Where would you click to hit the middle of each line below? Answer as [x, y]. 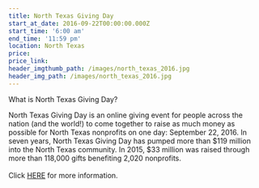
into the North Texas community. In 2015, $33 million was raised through [129, 149]
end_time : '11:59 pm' [45, 38]
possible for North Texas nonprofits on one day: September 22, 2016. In [127, 132]
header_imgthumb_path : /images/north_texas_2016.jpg [99, 69]
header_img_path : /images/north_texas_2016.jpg [90, 76]
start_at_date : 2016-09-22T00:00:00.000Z [79, 23]
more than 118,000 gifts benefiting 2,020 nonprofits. [95, 158]
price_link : [28, 62]
